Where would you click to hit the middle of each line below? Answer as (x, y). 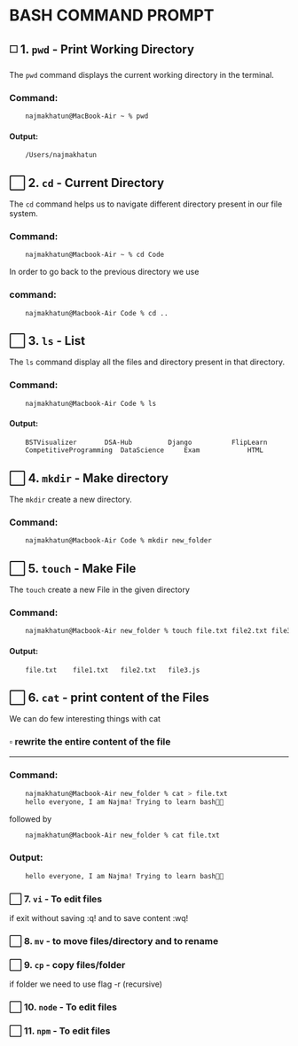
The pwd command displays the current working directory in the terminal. (142, 75)
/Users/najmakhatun (61, 155)
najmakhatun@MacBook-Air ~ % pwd (87, 116)
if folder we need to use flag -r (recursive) (86, 984)
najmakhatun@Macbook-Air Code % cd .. (97, 313)
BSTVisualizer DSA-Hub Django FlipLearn (146, 442)
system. (24, 214)
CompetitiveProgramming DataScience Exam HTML (145, 450)
